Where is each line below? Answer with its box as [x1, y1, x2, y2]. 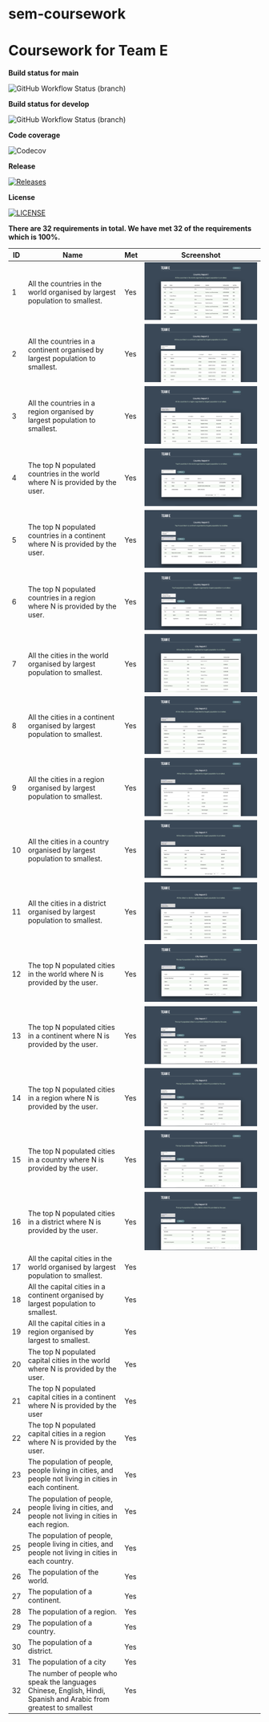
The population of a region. [27, 1606, 118, 1616]
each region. [27, 1519, 70, 1529]
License [8, 193, 36, 202]
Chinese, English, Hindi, [27, 1685, 106, 1695]
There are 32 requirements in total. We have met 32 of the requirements [8, 224, 252, 234]
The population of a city [27, 1657, 106, 1667]
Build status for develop [8, 100, 90, 109]
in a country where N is [27, 1155, 104, 1165]
